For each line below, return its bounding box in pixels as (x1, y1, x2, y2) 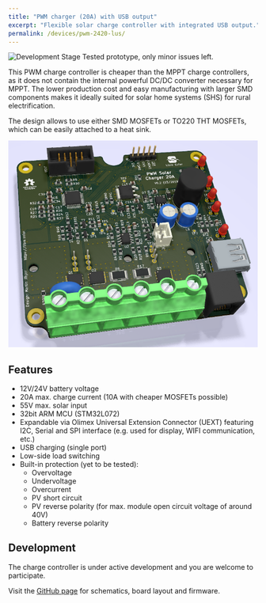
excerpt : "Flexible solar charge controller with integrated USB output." (8, 21, 260, 29)
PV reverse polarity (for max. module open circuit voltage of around (31, 501, 253, 510)
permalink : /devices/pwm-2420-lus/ (8, 29, 126, 37)
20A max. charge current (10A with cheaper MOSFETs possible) (19, 392, 228, 401)
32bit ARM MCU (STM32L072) (19, 408, 120, 419)
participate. (8, 571, 46, 580)
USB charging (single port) (19, 442, 107, 452)
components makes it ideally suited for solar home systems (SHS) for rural (8, 93, 251, 102)
